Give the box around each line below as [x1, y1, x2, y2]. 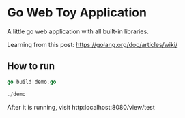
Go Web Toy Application [7, 5, 147, 20]
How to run [7, 60, 55, 72]
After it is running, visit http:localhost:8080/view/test [7, 103, 155, 111]
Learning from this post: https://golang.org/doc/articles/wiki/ [7, 40, 178, 48]
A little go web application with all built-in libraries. [7, 27, 149, 35]
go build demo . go [7, 78, 57, 85]
